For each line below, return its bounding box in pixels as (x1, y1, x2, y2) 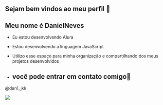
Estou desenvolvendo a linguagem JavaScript (12, 44, 104, 50)
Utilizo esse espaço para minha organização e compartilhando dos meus (12, 53, 159, 59)
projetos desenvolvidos (12, 58, 59, 64)
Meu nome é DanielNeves (5, 21, 84, 30)
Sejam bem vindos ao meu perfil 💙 (5, 5, 110, 13)
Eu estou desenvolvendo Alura (12, 35, 74, 40)
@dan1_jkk (5, 86, 27, 91)
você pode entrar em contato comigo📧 (12, 72, 131, 81)
